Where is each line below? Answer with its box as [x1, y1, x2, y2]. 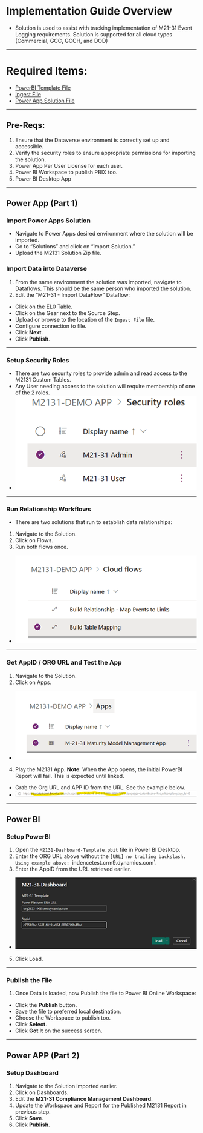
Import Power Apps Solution [6, 216, 91, 225]
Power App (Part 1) [6, 198, 78, 208]
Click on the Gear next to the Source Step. [14, 309, 121, 316]
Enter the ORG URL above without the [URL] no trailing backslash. [14, 852, 186, 860]
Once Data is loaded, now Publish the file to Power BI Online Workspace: [14, 989, 196, 997]
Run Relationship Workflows [6, 505, 92, 513]
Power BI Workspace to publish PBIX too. [14, 168, 118, 176]
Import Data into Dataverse [6, 265, 88, 273]
